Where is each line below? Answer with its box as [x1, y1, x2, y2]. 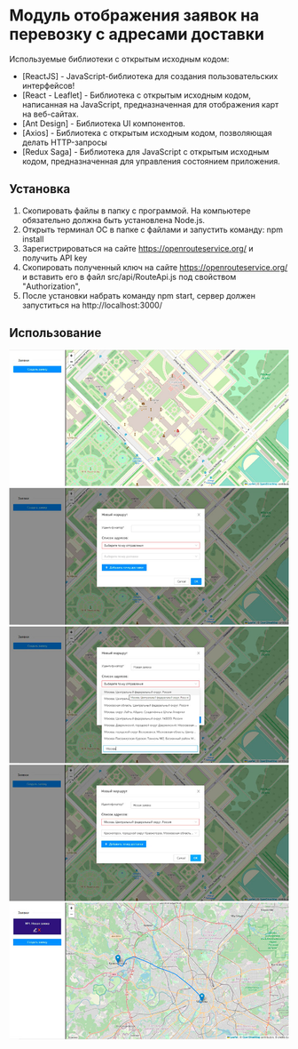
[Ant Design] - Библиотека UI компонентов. [21, 117, 186, 129]
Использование [9, 325, 102, 340]
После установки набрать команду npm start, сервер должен [21, 290, 255, 300]
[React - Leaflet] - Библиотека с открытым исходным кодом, [21, 90, 251, 100]
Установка [9, 181, 71, 196]
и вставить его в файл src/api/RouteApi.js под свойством [21, 271, 237, 282]
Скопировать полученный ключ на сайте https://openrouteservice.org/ [21, 261, 288, 272]
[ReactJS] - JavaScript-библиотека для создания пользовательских [21, 70, 278, 81]
